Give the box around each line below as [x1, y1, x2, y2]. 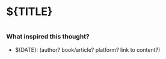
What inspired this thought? [6, 33, 90, 41]
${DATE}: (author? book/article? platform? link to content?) [14, 46, 161, 53]
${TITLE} [6, 5, 53, 19]
